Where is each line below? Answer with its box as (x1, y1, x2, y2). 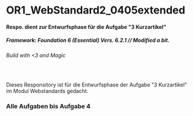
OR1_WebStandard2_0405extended (6, 4, 186, 17)
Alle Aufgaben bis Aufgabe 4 (6, 102, 91, 111)
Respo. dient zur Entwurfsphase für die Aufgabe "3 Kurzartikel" (6, 23, 166, 30)
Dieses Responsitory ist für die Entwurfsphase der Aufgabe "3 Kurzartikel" (6, 81, 188, 88)
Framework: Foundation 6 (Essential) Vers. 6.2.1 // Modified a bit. (6, 37, 170, 44)
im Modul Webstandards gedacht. (6, 88, 89, 95)
